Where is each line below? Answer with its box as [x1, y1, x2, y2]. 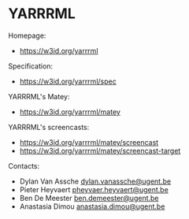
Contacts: [8, 161, 40, 170]
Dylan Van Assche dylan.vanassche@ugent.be [19, 176, 172, 186]
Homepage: [8, 31, 46, 40]
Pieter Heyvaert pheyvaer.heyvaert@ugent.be [19, 184, 169, 194]
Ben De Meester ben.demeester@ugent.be [19, 193, 159, 202]
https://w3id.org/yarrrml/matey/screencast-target [19, 146, 181, 155]
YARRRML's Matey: [8, 91, 70, 101]
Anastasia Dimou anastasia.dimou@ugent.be [19, 202, 165, 211]
